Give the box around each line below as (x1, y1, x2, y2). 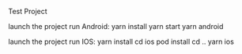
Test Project (8, 7, 47, 16)
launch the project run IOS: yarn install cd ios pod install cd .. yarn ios (8, 37, 235, 46)
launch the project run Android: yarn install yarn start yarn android (8, 22, 224, 31)
